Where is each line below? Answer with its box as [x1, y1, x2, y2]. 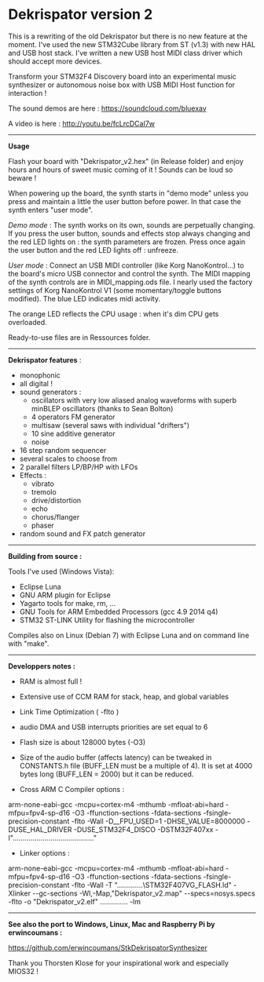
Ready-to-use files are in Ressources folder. [8, 332, 151, 342]
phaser [31, 520, 55, 530]
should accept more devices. [8, 57, 102, 66]
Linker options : [19, 848, 71, 857]
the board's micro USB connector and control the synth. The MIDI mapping [8, 268, 251, 278]
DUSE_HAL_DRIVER [8, 824, 72, 834]
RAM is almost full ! [19, 677, 82, 686]
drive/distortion [31, 495, 82, 505]
